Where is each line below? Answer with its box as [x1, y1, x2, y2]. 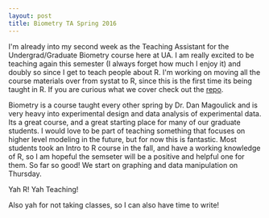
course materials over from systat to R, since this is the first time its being [8, 76, 252, 86]
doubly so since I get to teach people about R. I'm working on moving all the [8, 67, 261, 77]
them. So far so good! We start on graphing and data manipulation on [8, 160, 238, 170]
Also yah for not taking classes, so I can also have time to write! [8, 199, 220, 210]
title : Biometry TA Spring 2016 [8, 19, 117, 27]
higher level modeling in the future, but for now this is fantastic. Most [8, 134, 238, 144]
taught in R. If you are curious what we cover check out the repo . [8, 84, 224, 94]
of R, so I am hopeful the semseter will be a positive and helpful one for [8, 151, 245, 161]
